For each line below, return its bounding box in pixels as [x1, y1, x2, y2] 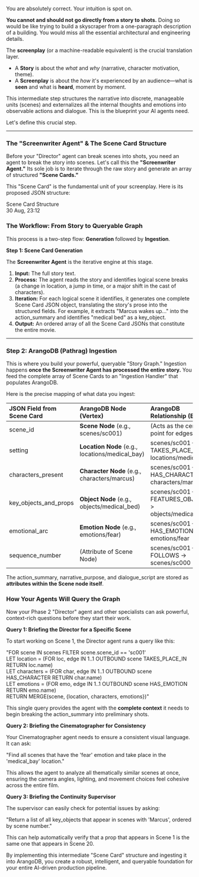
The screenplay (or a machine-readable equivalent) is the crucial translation [6, 47, 192, 54]
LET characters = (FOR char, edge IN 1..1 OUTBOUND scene [6, 668, 152, 675]
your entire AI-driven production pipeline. [6, 864, 107, 872]
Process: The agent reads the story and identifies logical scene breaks [14, 276, 188, 283]
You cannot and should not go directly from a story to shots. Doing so [6, 17, 181, 23]
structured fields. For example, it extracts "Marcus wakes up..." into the [14, 307, 188, 314]
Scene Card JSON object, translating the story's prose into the [14, 301, 168, 308]
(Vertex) [79, 411, 104, 420]
